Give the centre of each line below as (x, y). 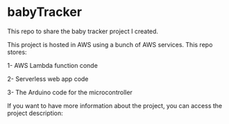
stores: (17, 52)
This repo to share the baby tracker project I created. (83, 31)
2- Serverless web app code (48, 79)
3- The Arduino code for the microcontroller (70, 92)
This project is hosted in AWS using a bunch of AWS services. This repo (110, 44)
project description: (35, 113)
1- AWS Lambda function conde (53, 65)
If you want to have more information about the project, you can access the (115, 105)
